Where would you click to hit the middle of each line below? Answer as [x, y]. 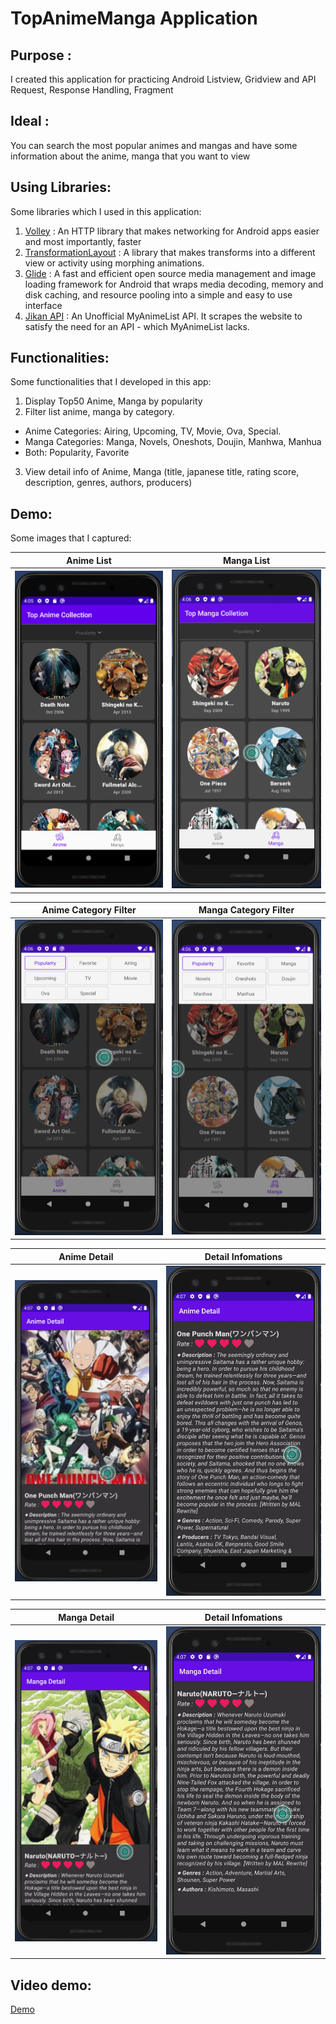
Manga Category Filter [246, 910]
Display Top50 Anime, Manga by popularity [113, 401]
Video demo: [51, 1985]
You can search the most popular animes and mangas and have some [154, 145]
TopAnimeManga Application [134, 18]
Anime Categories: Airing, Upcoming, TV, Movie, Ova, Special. [153, 431]
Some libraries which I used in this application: [106, 211]
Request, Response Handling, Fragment [92, 90]
